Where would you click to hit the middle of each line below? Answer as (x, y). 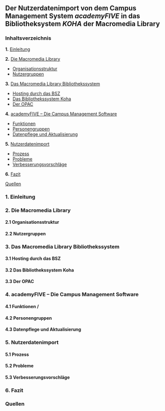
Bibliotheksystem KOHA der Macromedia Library (82, 24)
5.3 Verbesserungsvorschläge (37, 377)
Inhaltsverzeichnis (28, 38)
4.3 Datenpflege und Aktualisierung (43, 329)
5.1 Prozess (17, 354)
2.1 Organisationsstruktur (32, 222)
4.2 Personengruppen (28, 318)
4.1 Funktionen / (22, 306)
